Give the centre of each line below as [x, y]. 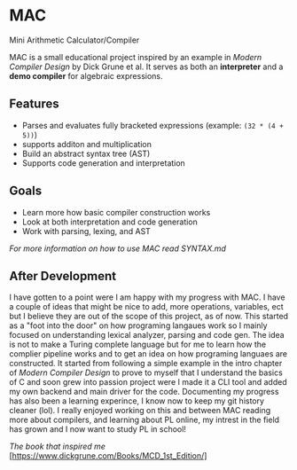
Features [34, 104]
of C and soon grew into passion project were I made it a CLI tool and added [148, 382]
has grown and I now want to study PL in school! [98, 429]
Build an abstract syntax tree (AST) [86, 153]
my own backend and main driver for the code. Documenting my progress [144, 392]
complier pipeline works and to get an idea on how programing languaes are [148, 354]
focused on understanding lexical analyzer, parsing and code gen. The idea [147, 335]
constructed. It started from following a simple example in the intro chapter [146, 364]
